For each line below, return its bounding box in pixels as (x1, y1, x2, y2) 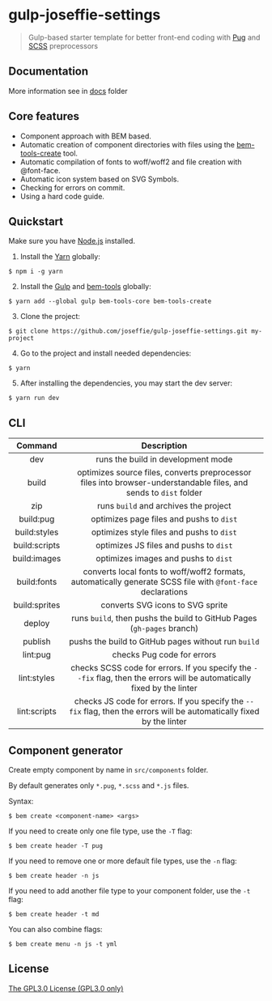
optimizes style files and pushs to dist (91, 526, 237, 538)
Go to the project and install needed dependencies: (19, 348, 192, 358)
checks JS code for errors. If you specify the (74, 696, 244, 707)
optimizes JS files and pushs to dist (96, 540, 233, 552)
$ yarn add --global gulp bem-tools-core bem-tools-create (8, 297, 212, 305)
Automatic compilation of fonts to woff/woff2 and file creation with (19, 156, 242, 167)
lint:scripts (16, 706, 57, 718)
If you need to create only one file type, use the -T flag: (8, 826, 193, 836)
